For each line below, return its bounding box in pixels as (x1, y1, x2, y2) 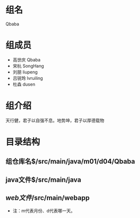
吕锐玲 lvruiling (12, 75, 43, 81)
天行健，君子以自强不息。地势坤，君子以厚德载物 (5, 117, 104, 123)
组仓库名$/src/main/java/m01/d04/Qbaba (5, 157, 135, 166)
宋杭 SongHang (12, 63, 45, 69)
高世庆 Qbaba (12, 57, 41, 63)
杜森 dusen (12, 81, 36, 87)
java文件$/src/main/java (5, 175, 81, 184)
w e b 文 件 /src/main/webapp (5, 194, 90, 202)
